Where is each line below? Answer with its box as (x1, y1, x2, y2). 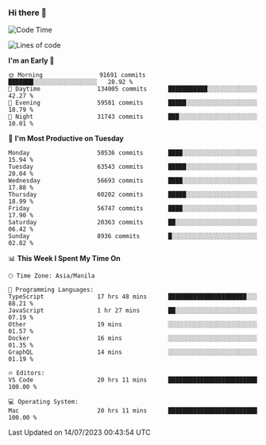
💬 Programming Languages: (8, 286, 94, 294)
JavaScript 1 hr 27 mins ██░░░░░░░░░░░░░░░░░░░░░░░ (8, 307, 258, 315)
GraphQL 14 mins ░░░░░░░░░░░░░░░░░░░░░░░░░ (8, 348, 258, 356)
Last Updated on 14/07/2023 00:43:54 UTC (8, 428, 151, 437)
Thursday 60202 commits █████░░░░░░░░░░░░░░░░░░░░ (8, 190, 258, 199)
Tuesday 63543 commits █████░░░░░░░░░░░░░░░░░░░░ (8, 163, 258, 171)
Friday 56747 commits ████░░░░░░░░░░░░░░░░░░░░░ (8, 205, 258, 213)
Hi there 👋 (8, 7, 48, 18)
